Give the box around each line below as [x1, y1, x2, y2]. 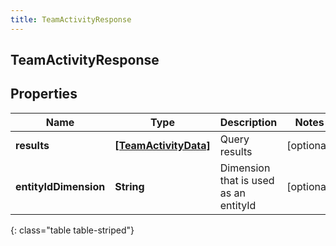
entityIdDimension [15, 179, 106, 193]
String [114, 179, 145, 193]
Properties [10, 86, 78, 103]
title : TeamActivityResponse [10, 14, 132, 25]
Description [219, 115, 278, 129]
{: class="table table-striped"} [10, 224, 135, 236]
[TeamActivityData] [114, 138, 211, 152]
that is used [219, 173, 275, 187]
